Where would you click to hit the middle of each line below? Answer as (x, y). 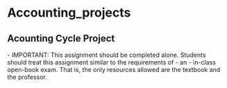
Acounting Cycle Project (61, 38)
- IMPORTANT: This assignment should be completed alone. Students (107, 55)
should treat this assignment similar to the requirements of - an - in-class (112, 62)
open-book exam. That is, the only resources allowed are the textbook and (114, 70)
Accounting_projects (69, 13)
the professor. (27, 77)
